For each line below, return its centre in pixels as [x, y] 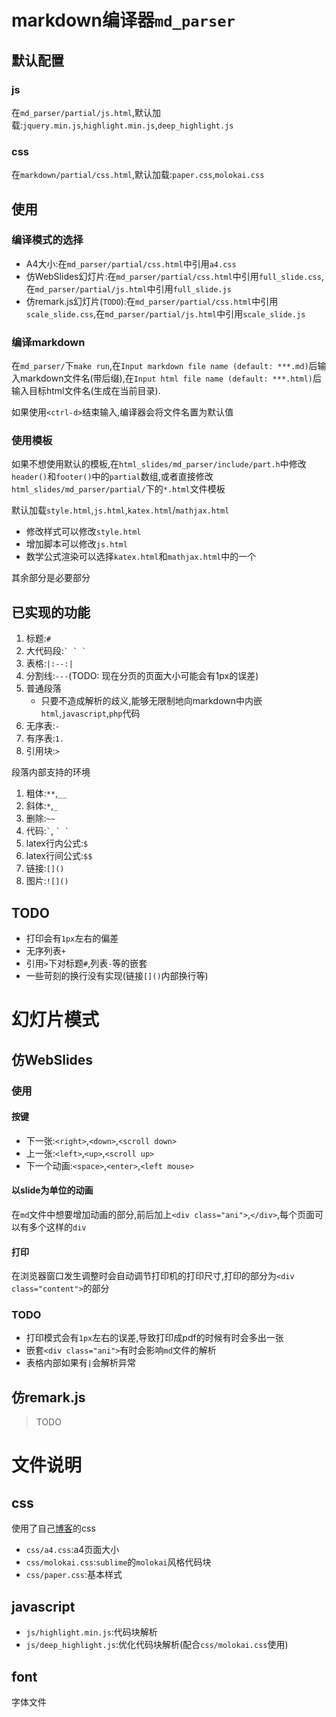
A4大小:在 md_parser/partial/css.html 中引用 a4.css [131, 263]
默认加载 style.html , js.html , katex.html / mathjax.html [120, 510]
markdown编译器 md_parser [123, 20]
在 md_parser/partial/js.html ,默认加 [86, 112]
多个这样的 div [57, 1227]
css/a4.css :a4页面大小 [72, 1550]
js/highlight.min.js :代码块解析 [91, 1632]
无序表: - [43, 726]
